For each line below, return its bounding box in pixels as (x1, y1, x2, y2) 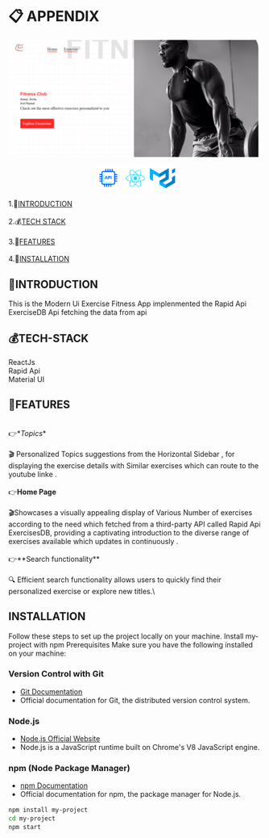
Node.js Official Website (19, 734, 101, 744)
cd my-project (8, 815, 56, 823)
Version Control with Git (8, 668, 105, 680)
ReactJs (8, 357, 35, 367)
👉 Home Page (8, 487, 56, 497)
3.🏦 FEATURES (8, 237, 56, 247)
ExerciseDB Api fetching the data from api (8, 308, 147, 317)
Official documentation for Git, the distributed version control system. (19, 695, 250, 705)
